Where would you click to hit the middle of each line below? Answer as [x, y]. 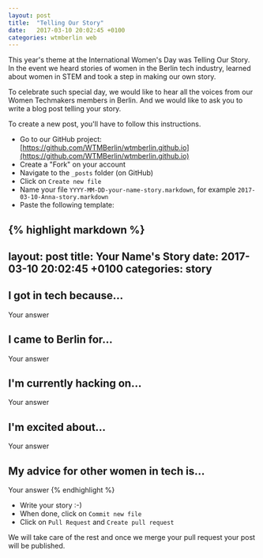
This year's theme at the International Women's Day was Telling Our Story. [129, 60]
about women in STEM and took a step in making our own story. [112, 77]
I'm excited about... [57, 427]
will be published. [37, 546]
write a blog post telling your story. [65, 109]
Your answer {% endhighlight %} [62, 490]
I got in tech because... [66, 296]
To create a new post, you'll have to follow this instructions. [105, 124]
